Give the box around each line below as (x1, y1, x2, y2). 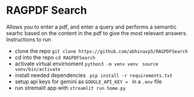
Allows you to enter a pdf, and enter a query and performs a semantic (6, 23, 177, 30)
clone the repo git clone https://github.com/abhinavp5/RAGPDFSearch (14, 47, 189, 54)
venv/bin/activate (14, 66, 61, 72)
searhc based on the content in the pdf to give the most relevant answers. (6, 29, 187, 36)
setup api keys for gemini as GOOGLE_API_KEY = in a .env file (14, 78, 162, 85)
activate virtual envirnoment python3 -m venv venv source (14, 60, 159, 67)
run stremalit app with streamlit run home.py (14, 84, 126, 91)
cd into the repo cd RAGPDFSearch (14, 54, 96, 61)
